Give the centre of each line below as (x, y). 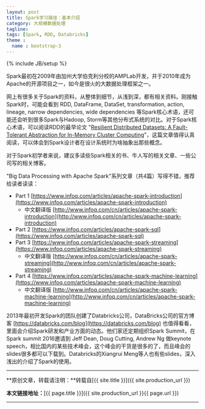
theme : (16, 40)
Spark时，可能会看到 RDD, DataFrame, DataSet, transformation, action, (95, 104)
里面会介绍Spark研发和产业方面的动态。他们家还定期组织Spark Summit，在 (101, 331)
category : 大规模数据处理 (36, 23)
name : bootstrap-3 (37, 46)
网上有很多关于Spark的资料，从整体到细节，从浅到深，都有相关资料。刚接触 (102, 96)
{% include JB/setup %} (37, 63)
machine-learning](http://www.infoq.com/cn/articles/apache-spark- (110, 296)
